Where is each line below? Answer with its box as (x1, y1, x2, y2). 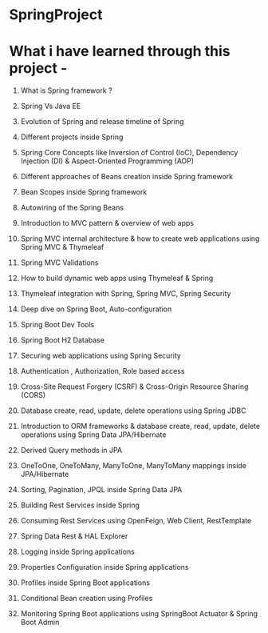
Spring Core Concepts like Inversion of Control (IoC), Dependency (20, 148, 238, 158)
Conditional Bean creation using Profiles (20, 594, 153, 603)
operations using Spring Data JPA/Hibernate (20, 430, 167, 439)
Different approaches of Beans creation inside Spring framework (20, 172, 234, 182)
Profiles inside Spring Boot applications (20, 578, 151, 587)
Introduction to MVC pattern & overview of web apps (20, 218, 195, 228)
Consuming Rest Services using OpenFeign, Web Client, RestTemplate (20, 516, 252, 526)
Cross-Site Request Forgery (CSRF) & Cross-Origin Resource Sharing (20, 382, 249, 391)
